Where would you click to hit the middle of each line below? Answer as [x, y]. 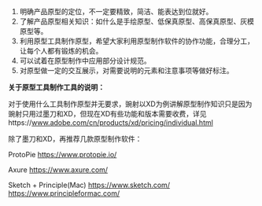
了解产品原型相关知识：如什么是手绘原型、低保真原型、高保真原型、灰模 [137, 21]
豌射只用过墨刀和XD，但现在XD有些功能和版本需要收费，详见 [107, 114]
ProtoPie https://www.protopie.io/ [63, 154]
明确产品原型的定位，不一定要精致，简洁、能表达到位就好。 [116, 11]
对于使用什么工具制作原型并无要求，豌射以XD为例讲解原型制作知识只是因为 [130, 104]
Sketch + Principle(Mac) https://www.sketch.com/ [89, 185]
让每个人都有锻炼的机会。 [61, 51]
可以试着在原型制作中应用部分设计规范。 [85, 61]
